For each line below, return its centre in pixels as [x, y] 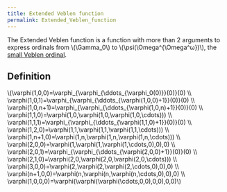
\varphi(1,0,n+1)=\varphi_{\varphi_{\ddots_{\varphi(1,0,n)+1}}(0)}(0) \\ [105, 107]
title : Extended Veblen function [56, 14]
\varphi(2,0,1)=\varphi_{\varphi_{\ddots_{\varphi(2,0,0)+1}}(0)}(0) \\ [102, 152]
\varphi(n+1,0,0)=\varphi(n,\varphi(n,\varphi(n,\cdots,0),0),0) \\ [96, 174]
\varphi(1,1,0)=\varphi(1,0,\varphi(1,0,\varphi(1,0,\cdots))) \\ [90, 115]
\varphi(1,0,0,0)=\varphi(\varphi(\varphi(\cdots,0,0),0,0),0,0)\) [94, 182]
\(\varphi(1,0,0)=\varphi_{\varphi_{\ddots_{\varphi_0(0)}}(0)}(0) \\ [100, 93]
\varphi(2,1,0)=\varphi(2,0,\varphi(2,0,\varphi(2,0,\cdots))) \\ [92, 159]
